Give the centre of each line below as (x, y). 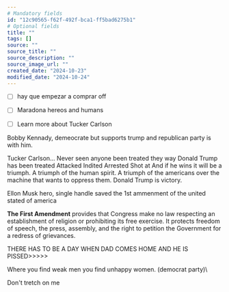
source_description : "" (41, 58)
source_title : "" (32, 52)
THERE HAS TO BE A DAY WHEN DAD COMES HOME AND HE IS (98, 249)
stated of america (32, 200)
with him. (20, 145)
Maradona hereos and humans (60, 110)
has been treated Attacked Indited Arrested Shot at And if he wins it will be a (114, 165)
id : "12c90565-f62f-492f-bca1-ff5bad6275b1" (71, 20)
